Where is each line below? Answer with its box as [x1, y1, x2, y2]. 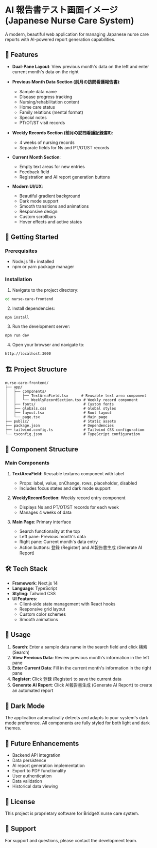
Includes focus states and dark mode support [19, 485, 111, 491]
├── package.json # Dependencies [5, 423, 114, 428]
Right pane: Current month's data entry [19, 539, 98, 545]
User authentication [12, 773, 52, 779]
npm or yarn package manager [12, 264, 74, 270]
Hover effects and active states [19, 219, 82, 224]
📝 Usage [5, 630, 31, 639]
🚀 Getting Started [5, 233, 59, 242]
